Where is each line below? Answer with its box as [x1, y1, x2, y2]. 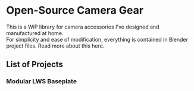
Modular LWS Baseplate [6, 77, 77, 86]
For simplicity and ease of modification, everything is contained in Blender [6, 36, 189, 43]
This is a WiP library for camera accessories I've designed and [6, 23, 159, 30]
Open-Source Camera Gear [6, 4, 144, 17]
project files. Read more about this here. [6, 42, 105, 49]
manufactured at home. [6, 29, 64, 36]
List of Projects [6, 59, 64, 70]
